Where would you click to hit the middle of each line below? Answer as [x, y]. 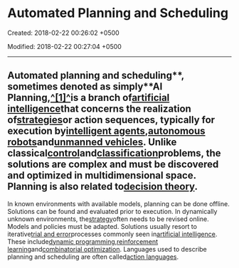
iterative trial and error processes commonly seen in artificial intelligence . [112, 234]
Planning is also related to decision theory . [102, 187]
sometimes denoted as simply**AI [85, 87]
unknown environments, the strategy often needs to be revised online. [108, 219]
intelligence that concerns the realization [100, 109]
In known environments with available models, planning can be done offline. [118, 203]
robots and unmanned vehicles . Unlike [92, 143]
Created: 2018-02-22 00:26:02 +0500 [63, 33]
